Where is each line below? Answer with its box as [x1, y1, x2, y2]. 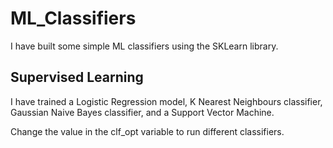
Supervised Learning [10, 69, 144, 86]
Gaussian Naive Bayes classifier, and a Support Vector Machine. [10, 106, 275, 118]
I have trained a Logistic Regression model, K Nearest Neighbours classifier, [10, 95, 323, 107]
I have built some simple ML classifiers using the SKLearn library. [10, 40, 279, 52]
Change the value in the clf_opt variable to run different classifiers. [10, 125, 285, 137]
